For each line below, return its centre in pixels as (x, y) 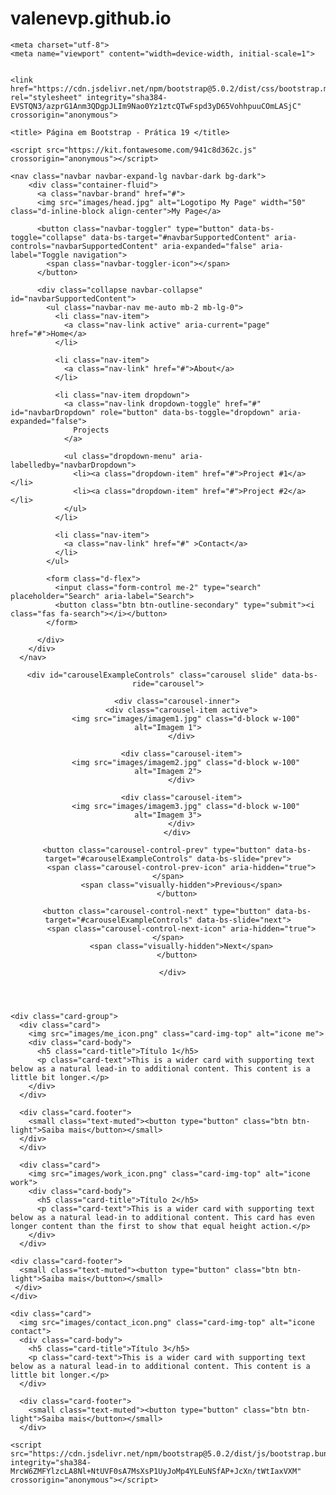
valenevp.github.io (91, 18)
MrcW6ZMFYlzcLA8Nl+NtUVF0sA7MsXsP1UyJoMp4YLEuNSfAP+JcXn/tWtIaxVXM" (156, 1471)
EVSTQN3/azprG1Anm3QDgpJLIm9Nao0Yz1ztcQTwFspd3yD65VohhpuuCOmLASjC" (156, 106)
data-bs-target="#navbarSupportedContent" (180, 237)
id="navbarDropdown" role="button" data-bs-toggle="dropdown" (142, 412)
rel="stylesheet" (46, 97)
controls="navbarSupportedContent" (84, 246)
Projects (91, 430)
